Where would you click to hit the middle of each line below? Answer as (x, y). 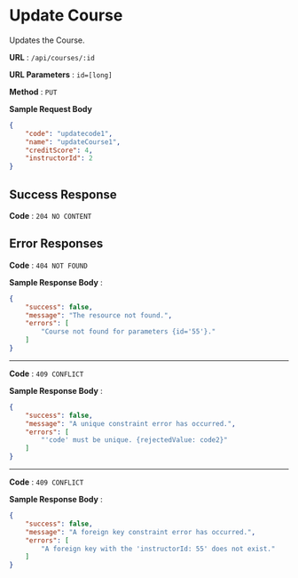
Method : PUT (33, 92)
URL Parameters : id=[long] (61, 74)
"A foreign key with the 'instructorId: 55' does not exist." (158, 549)
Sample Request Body (51, 108)
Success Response (63, 194)
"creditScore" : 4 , (59, 150)
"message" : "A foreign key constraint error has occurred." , (140, 532)
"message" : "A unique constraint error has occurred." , (131, 423)
